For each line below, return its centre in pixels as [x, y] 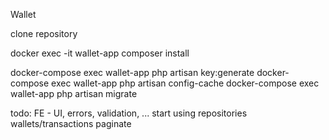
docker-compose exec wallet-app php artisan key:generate [132, 72]
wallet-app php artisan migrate [74, 93]
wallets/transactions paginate [71, 123]
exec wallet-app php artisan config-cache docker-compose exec [185, 83]
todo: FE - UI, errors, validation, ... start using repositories [129, 113]
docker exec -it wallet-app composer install [100, 53]
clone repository [44, 33]
